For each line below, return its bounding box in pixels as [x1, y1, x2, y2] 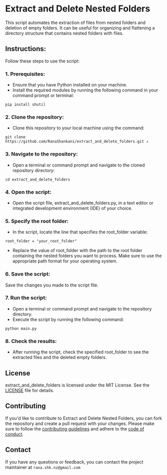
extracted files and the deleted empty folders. [12, 354, 107, 360]
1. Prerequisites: [5, 70, 45, 77]
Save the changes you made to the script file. [5, 282, 98, 288]
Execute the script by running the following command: [12, 316, 124, 322]
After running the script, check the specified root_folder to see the [12, 349, 149, 355]
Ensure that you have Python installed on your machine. [12, 82, 127, 88]
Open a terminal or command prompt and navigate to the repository [12, 305, 152, 311]
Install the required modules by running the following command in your [12, 87, 158, 93]
